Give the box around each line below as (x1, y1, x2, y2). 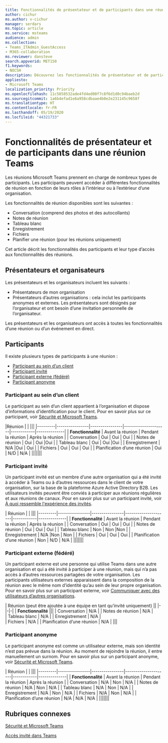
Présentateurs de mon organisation (12, 289, 85, 295)
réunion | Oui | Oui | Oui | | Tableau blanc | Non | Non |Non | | (5, 526, 131, 532)
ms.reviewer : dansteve (5, 54, 52, 59)
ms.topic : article (5, 26, 43, 31)
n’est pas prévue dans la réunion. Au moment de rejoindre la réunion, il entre (5, 648, 162, 654)
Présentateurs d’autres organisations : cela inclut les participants (12, 294, 146, 300)
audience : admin (5, 36, 39, 41)
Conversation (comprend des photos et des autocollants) (12, 209, 130, 216)
